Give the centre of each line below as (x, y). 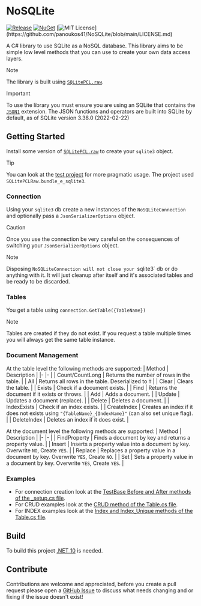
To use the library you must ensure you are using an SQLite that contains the (101, 105)
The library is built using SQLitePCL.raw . (55, 82)
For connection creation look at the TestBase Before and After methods (103, 491)
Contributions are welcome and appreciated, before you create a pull (91, 584)
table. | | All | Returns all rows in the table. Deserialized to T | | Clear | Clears (100, 381)
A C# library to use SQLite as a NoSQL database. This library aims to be (95, 46)
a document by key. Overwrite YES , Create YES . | (65, 463)
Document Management (42, 356)
